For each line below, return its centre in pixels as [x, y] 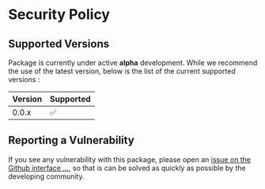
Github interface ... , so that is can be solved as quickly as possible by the [127, 168]
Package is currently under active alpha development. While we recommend [133, 62]
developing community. [46, 176]
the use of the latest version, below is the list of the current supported [122, 71]
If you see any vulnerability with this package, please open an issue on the [130, 159]
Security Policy [59, 15]
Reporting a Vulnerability [71, 140]
